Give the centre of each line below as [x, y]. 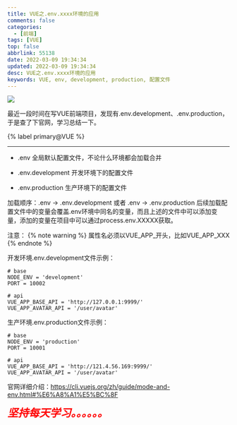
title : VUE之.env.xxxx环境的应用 [53, 14]
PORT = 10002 [26, 284]
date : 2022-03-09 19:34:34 [47, 60]
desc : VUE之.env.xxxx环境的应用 [52, 73]
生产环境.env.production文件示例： [58, 323]
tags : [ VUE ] [25, 40]
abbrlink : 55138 [31, 54]
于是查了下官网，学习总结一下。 [54, 122]
